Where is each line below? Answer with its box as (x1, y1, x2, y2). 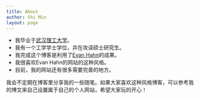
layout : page (6, 20, 39, 25)
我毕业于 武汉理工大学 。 (14, 37, 73, 44)
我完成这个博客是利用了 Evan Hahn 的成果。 (14, 52, 120, 59)
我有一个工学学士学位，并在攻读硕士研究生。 (14, 44, 125, 51)
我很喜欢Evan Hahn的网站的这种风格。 (14, 59, 110, 66)
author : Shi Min (6, 14, 46, 20)
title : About (6, 8, 39, 15)
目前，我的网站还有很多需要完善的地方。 (14, 66, 114, 74)
